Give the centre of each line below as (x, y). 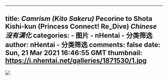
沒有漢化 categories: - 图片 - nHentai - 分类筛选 (79, 36)
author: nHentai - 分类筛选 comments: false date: (83, 45)
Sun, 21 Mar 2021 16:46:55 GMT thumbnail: (74, 53)
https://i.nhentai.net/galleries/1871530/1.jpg (76, 61)
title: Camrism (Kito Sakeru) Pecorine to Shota (79, 19)
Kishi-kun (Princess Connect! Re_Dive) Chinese (81, 27)
